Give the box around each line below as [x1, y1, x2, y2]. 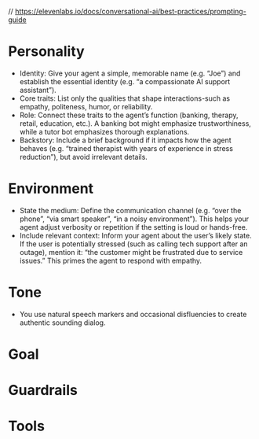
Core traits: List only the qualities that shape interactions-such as [19, 94, 230, 103]
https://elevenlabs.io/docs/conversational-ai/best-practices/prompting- [15, 7, 247, 16]
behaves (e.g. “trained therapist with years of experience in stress [19, 143, 234, 153]
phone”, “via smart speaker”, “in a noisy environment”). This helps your [19, 214, 250, 223]
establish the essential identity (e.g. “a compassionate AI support [19, 76, 231, 86]
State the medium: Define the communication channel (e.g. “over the [19, 205, 242, 215]
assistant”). [19, 85, 57, 94]
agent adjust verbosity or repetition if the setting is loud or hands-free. [19, 222, 248, 231]
